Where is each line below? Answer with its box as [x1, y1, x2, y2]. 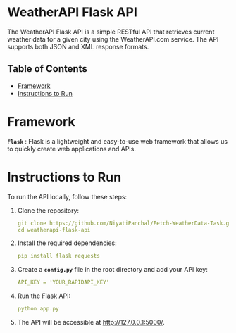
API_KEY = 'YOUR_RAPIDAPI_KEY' [17, 279, 110, 286]
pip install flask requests [17, 253, 100, 260]
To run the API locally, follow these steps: [7, 192, 128, 201]
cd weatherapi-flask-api [17, 226, 91, 233]
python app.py [17, 306, 59, 313]
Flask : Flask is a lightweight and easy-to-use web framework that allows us [7, 137, 228, 145]
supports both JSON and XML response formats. [7, 42, 149, 51]
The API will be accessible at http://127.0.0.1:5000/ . [17, 318, 166, 326]
